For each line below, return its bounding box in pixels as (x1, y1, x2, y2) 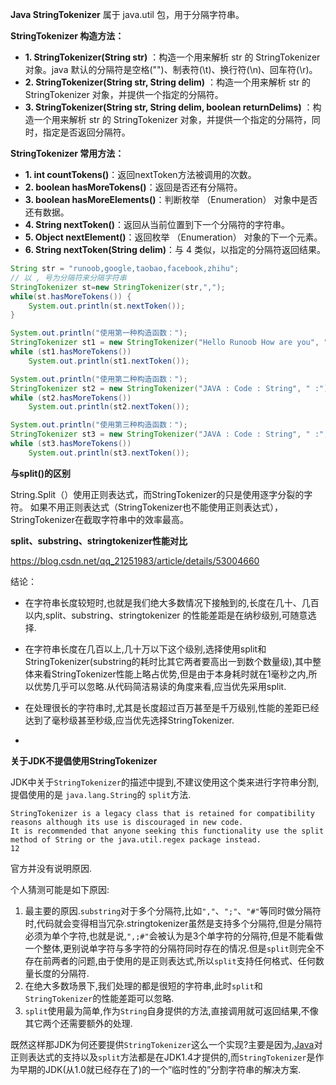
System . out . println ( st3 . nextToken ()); (28, 448, 190, 458)
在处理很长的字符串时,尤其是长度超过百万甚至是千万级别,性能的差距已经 (24, 701, 320, 713)
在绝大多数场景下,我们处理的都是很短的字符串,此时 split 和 (24, 979, 263, 992)
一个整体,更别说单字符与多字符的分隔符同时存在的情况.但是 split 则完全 (24, 942, 316, 954)
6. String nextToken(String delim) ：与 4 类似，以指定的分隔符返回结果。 (24, 244, 326, 255)
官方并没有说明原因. (10, 862, 93, 874)
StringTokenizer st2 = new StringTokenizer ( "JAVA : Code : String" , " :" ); (10, 383, 333, 393)
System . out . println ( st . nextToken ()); (28, 301, 186, 311)
